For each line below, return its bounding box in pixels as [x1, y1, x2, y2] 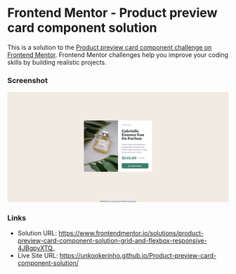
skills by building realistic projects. [7, 58, 107, 66]
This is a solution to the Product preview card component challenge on [7, 43, 212, 51]
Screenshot [7, 75, 48, 85]
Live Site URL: [17, 252, 58, 260]
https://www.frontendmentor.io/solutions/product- [58, 229, 204, 237]
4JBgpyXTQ [17, 244, 53, 252]
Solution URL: [17, 229, 58, 237]
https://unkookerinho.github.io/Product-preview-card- [59, 252, 216, 260]
